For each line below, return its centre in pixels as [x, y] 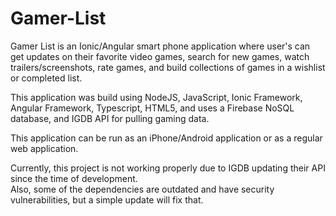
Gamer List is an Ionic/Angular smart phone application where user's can [160, 46]
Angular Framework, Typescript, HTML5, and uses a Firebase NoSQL [152, 108]
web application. [44, 148]
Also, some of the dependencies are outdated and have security [142, 189]
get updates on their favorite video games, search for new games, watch [160, 56]
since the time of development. [74, 178]
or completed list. [46, 78]
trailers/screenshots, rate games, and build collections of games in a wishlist [168, 67]
